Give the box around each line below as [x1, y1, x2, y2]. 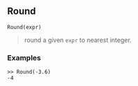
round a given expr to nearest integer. [24, 36, 132, 44]
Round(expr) [7, 23, 42, 30]
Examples [7, 53, 42, 63]
